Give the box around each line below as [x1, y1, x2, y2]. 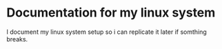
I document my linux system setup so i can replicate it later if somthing [6, 28, 208, 36]
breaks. [6, 35, 28, 43]
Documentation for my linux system [6, 5, 216, 21]
